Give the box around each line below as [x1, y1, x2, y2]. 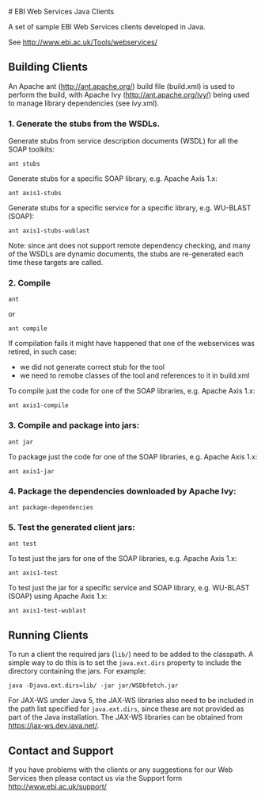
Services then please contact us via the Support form [8, 773, 183, 782]
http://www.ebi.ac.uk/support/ [8, 782, 107, 791]
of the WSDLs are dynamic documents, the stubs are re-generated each [8, 249, 244, 259]
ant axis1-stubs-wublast [8, 227, 90, 235]
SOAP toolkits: [8, 144, 55, 154]
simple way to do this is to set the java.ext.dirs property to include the [8, 658, 242, 667]
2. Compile [8, 278, 51, 289]
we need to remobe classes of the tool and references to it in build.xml [19, 371, 250, 380]
